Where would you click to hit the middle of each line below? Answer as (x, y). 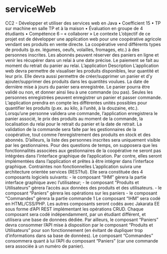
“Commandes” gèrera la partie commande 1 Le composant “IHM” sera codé (83, 198)
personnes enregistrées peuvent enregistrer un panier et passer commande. (83, 97)
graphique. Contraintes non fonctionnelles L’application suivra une (73, 166)
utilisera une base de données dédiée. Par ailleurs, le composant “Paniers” (82, 219)
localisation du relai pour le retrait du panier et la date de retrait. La (74, 124)
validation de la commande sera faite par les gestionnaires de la (71, 129)
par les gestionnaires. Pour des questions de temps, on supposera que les (82, 145)
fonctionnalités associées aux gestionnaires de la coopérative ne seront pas (83, 150)
